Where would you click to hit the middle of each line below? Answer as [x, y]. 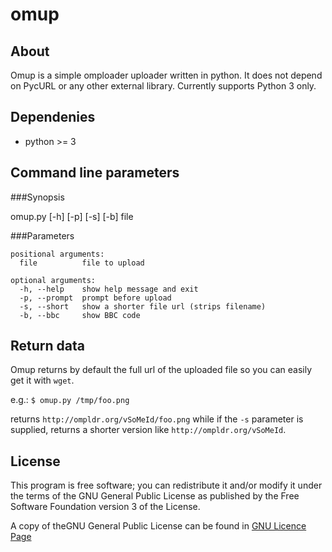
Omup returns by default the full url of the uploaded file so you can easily [161, 370]
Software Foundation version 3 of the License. [105, 507]
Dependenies [53, 117]
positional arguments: [57, 254]
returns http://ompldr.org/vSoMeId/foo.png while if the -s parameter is [157, 419]
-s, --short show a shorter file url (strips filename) [143, 306]
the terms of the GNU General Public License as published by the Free [155, 496]
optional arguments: [53, 280]
